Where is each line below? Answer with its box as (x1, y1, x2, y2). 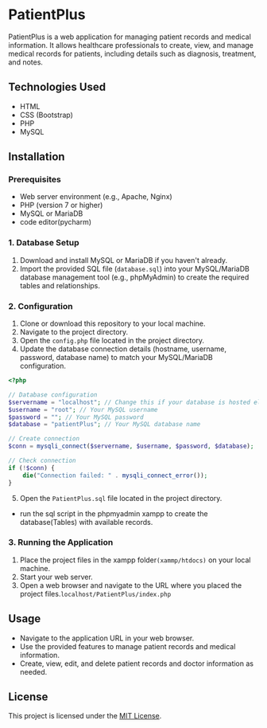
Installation (8, 150, 65, 164)
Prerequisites (8, 174, 61, 185)
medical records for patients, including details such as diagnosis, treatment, (8, 49, 257, 58)
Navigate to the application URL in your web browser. (19, 633, 195, 643)
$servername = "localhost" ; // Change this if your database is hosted (8, 398, 250, 406)
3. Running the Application (8, 537, 114, 548)
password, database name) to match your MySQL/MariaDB (19, 353, 213, 362)
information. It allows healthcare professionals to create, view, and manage (8, 40, 254, 49)
